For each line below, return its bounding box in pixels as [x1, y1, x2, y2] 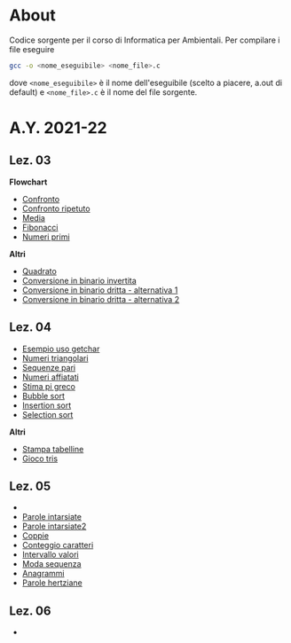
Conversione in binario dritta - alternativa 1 [21, 285, 178, 295]
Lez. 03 [9, 153, 51, 169]
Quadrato [21, 265, 58, 276]
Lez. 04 [9, 320, 51, 335]
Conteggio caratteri [21, 540, 94, 551]
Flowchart [9, 176, 48, 187]
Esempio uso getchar [21, 343, 100, 354]
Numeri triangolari [21, 352, 89, 364]
